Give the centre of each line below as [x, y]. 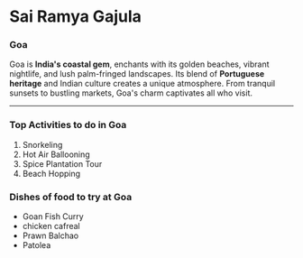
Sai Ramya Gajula [75, 17]
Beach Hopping [51, 173]
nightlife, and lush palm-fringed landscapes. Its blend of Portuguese [137, 74]
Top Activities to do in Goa [68, 125]
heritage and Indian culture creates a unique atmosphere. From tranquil [142, 84]
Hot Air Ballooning [56, 154]
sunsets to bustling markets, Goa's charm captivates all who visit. [131, 93]
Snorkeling [42, 144]
